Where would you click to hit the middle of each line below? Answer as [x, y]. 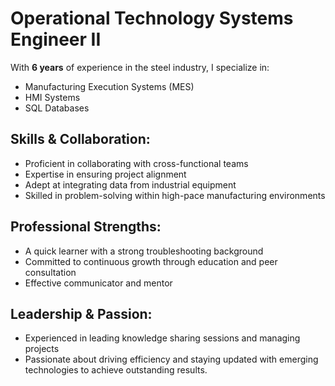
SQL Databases [57, 108]
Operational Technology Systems [152, 18]
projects [42, 349]
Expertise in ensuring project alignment [105, 174]
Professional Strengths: [86, 227]
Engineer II [56, 39]
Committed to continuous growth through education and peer [151, 261]
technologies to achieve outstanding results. [116, 370]
